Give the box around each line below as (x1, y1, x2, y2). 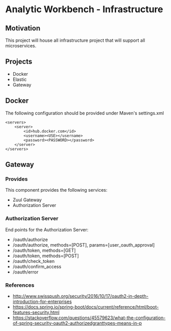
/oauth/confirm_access (12, 263, 62, 269)
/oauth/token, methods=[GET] (12, 247, 76, 253)
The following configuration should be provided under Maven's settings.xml (5, 110, 164, 116)
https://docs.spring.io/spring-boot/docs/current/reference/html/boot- (12, 304, 159, 310)
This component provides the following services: (5, 187, 108, 193)
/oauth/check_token (12, 258, 55, 264)
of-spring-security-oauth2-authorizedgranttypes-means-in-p (12, 320, 142, 326)
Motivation (5, 24, 41, 33)
